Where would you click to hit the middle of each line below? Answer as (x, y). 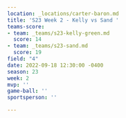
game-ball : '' (28, 91)
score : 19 (27, 53)
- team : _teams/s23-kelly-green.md (58, 33)
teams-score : (26, 26)
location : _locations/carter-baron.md (63, 14)
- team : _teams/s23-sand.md (48, 46)
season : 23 (23, 71)
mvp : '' (18, 85)
